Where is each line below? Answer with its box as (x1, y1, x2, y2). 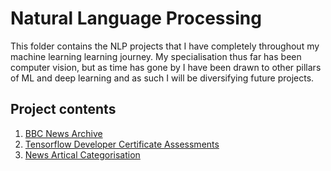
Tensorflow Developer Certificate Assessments (24, 138, 220, 150)
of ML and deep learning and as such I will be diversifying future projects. (10, 72, 315, 84)
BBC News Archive (24, 127, 103, 139)
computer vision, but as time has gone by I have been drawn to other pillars (10, 61, 322, 73)
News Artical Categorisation (24, 148, 141, 161)
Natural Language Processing (10, 7, 262, 30)
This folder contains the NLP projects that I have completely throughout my (10, 40, 320, 52)
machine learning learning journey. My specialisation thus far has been (10, 50, 302, 62)
